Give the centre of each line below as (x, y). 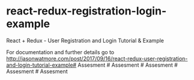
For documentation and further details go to (60, 52)
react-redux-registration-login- (86, 11)
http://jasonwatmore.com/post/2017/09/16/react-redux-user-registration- (97, 58)
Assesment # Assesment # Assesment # (128, 65)
